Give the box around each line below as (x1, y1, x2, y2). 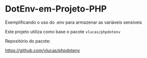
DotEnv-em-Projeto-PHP (5, 3, 107, 14)
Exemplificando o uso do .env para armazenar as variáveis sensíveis (5, 19, 142, 25)
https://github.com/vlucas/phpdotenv (5, 47, 80, 53)
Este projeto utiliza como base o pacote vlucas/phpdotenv (5, 29, 121, 34)
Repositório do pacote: (5, 38, 51, 44)
